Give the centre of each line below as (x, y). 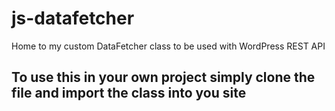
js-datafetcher (73, 18)
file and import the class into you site (129, 93)
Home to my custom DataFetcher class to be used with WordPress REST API (168, 46)
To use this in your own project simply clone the (163, 77)
